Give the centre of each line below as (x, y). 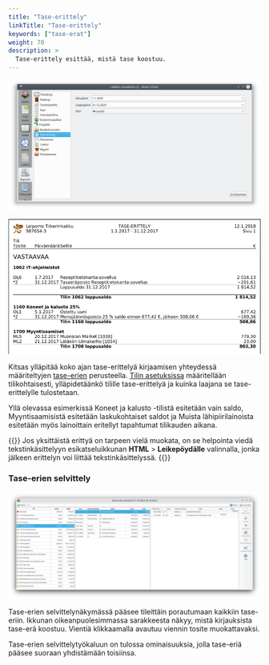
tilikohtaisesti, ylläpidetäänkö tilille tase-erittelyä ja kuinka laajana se (120, 384)
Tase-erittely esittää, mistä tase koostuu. (91, 59)
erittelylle (24, 393)
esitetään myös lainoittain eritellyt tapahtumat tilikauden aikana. (113, 425)
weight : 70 (26, 42)
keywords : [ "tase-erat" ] (50, 34)
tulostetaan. (60, 393)
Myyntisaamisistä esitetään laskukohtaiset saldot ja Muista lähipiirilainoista (131, 417)
